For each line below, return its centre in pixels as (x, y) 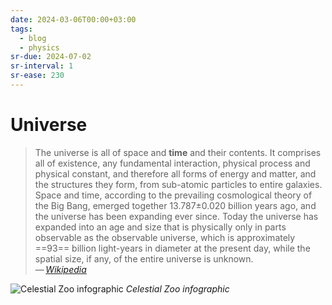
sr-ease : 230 (37, 76)
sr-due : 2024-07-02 (51, 57)
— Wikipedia (60, 269)
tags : (21, 29)
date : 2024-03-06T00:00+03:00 (73, 19)
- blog (33, 38)
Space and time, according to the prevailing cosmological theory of (173, 195)
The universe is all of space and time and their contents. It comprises (178, 152)
